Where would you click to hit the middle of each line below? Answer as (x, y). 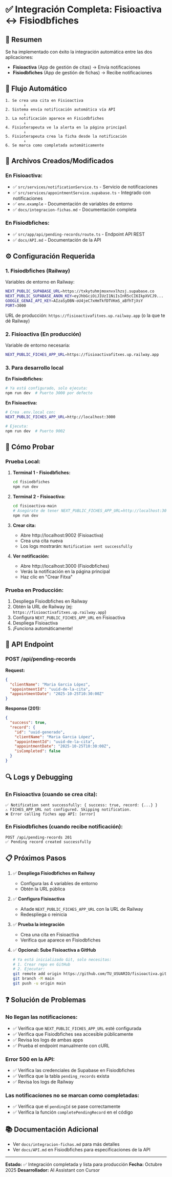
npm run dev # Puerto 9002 (35, 431)
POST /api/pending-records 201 (39, 837)
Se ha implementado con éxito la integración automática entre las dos (79, 52)
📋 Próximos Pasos (36, 858)
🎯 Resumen (24, 39)
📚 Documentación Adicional (52, 1129)
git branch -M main (34, 979)
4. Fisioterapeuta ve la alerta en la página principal (66, 127)
